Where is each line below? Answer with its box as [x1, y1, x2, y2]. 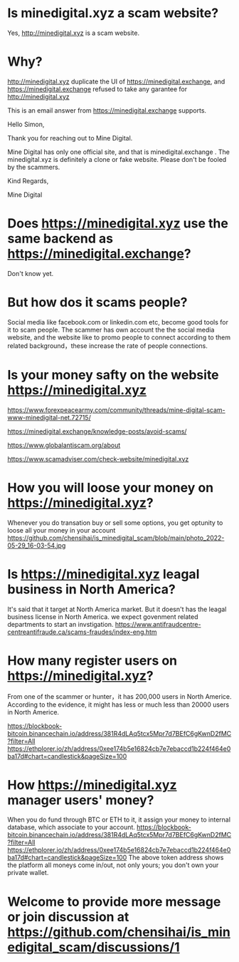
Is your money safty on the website [7, 367, 219, 383]
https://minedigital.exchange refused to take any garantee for [7, 84, 187, 93]
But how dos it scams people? [7, 295, 188, 310]
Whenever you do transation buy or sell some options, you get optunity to [7, 518, 223, 527]
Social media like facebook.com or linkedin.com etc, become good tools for [7, 317, 229, 326]
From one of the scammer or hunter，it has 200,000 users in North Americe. [7, 692, 232, 700]
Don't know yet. [7, 269, 54, 277]
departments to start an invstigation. [7, 620, 114, 628]
